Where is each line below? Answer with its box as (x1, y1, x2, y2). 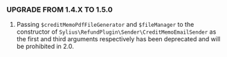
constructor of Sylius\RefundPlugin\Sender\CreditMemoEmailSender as (16, 27, 217, 36)
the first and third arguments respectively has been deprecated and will (16, 35, 221, 43)
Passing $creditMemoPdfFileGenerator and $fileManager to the (16, 21, 194, 29)
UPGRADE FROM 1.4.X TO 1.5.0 (6, 5, 113, 14)
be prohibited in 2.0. (16, 43, 74, 51)
